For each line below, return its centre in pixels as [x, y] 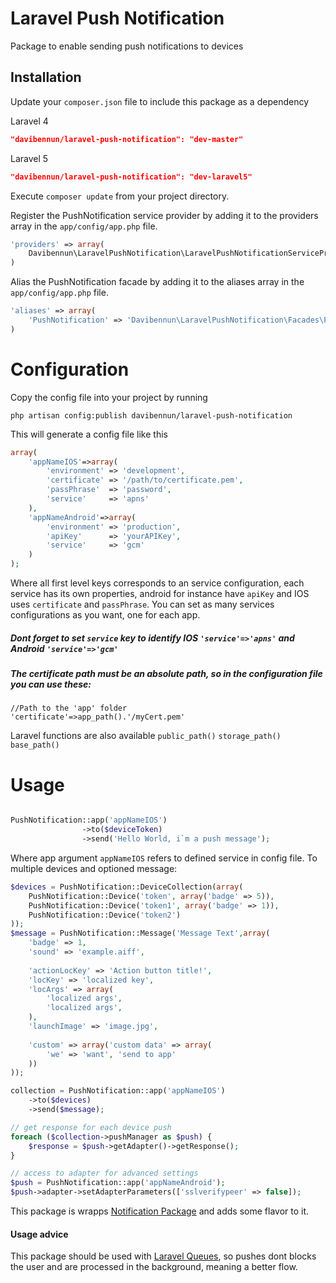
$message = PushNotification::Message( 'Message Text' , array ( [140, 933]
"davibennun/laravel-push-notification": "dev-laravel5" [131, 177]
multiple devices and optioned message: [94, 868]
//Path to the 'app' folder [69, 708]
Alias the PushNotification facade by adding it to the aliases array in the [157, 282]
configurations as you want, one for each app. [105, 615]
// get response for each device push [91, 1127]
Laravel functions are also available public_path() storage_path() [146, 736]
